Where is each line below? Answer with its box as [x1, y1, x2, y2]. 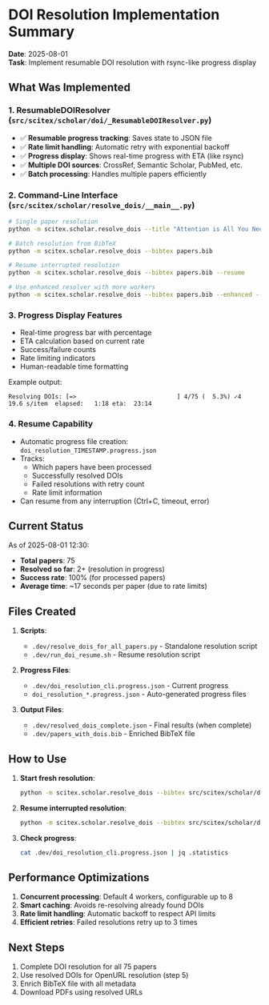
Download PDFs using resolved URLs [19, 987, 143, 997]
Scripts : [19, 626, 47, 635]
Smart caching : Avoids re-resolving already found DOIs [19, 900, 204, 910]
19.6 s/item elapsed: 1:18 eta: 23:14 [8, 400, 152, 408]
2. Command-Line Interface [8, 190, 118, 201]
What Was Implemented [8, 81, 130, 94]
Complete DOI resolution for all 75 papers [19, 962, 158, 971]
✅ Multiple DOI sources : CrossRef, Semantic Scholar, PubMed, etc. [19, 160, 243, 170]
